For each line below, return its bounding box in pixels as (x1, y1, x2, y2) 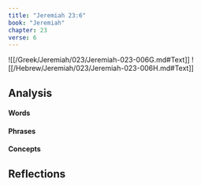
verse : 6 (8, 33, 37, 42)
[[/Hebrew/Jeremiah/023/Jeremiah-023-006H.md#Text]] (8, 64, 195, 73)
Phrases (8, 126, 36, 136)
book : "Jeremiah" (8, 19, 65, 27)
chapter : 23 (8, 26, 47, 34)
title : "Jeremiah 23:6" (8, 11, 87, 20)
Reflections (8, 167, 66, 180)
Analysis (8, 86, 53, 99)
